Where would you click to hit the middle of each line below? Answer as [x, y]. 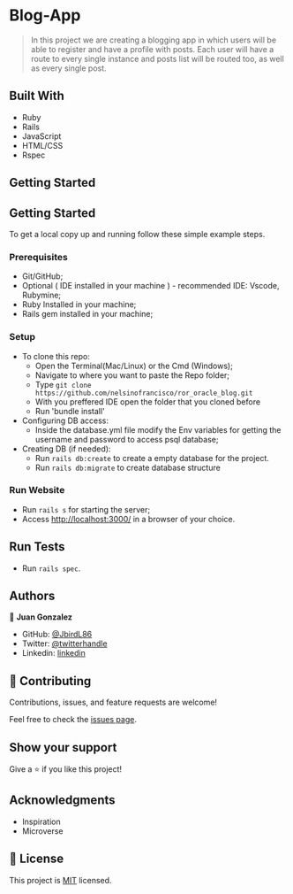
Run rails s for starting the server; [86, 509]
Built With [37, 96]
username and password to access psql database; [127, 439]
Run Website [37, 490]
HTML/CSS [42, 145]
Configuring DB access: [65, 420]
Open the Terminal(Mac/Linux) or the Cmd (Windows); [134, 366]
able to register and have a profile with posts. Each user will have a [152, 49]
